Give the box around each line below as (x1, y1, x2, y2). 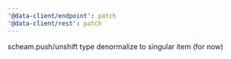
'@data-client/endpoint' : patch (7, 11, 116, 20)
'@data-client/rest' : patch (7, 19, 103, 27)
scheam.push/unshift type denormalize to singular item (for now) (7, 41, 224, 51)
